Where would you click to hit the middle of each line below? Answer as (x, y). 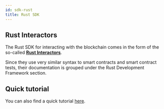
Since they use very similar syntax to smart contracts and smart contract (81, 62)
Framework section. (26, 73)
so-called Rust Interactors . (34, 52)
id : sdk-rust (19, 10)
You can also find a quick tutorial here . (45, 101)
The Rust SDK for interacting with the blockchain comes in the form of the (82, 47)
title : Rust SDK (22, 15)
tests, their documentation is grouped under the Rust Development (75, 68)
